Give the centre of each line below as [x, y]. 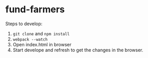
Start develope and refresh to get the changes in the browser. [78, 50]
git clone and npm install [41, 33]
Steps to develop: [24, 24]
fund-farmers [35, 9]
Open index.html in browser [42, 44]
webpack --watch [30, 40]
